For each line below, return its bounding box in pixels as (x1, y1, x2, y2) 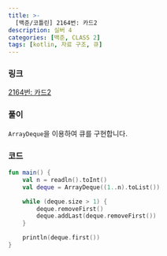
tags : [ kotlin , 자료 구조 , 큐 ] (8, 41, 102, 49)
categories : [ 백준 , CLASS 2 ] (8, 33, 101, 42)
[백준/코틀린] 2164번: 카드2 (15, 19, 98, 27)
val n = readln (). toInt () (22, 176, 108, 184)
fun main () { (8, 169, 51, 177)
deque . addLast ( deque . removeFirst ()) (36, 212, 157, 221)
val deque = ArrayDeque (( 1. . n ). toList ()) (22, 183, 160, 191)
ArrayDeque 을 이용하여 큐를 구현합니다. (8, 128, 128, 138)
